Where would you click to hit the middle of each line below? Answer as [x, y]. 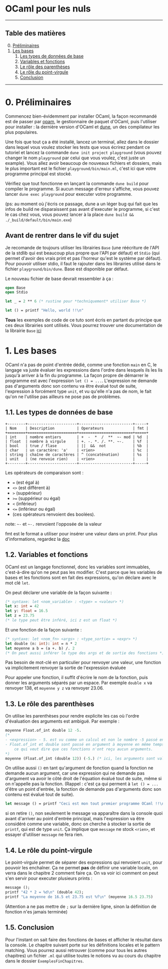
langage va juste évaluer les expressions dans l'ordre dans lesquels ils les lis [84, 370]
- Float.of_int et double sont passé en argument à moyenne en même [78, 744]
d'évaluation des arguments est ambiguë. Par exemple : [62, 721]
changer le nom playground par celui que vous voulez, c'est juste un [75, 158]
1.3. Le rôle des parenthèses [50, 704]
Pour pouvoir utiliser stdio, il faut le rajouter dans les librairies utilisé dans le [83, 263]
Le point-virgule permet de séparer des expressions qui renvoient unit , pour [84, 862]
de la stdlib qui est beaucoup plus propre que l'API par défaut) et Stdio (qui [82, 253]
